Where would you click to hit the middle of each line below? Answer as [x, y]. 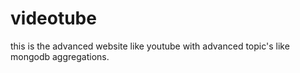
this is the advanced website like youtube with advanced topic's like [150, 46]
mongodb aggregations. [60, 56]
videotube [53, 18]
